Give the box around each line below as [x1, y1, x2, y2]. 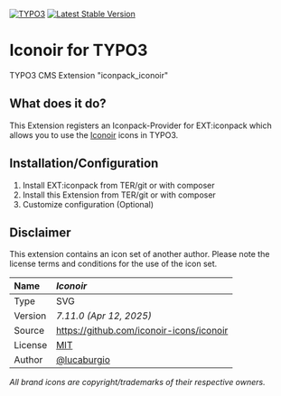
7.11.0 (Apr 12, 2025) [55, 309, 152, 322]
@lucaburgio [55, 354, 110, 366]
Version [14, 309, 47, 322]
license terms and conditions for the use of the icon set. [9, 258, 218, 270]
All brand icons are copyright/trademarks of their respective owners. [9, 377, 267, 388]
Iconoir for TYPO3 [9, 41, 148, 60]
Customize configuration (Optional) [22, 198, 154, 209]
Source [14, 325, 45, 337]
